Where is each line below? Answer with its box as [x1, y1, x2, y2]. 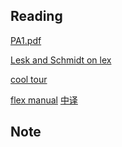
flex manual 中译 [10, 94, 78, 106]
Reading [10, 8, 63, 25]
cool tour [10, 73, 48, 85]
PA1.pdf [10, 34, 42, 46]
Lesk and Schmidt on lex [10, 54, 112, 66]
